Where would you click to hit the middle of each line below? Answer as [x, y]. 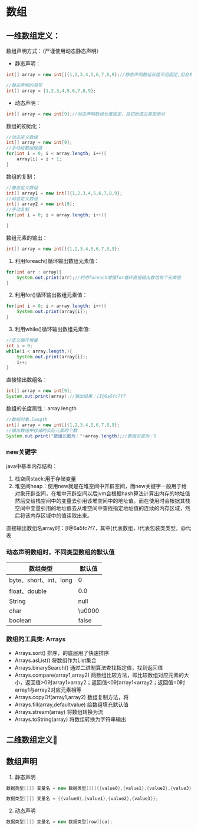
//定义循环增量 [22, 340]
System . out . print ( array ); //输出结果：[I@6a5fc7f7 [66, 396]
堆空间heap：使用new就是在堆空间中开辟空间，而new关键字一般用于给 [101, 486]
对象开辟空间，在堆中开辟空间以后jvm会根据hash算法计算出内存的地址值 [102, 493]
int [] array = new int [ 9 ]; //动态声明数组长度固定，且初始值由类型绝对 [86, 114]
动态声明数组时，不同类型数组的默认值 [60, 552]
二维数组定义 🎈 [32, 740]
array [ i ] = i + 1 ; [39, 159]
